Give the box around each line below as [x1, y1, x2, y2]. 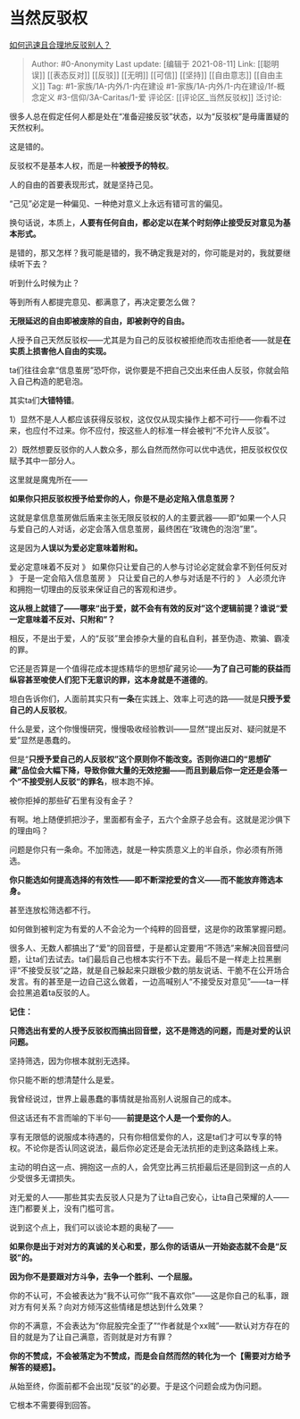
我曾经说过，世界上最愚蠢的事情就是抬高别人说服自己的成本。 [9, 1093, 237, 1104]
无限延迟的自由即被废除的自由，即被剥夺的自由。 [9, 315, 189, 326]
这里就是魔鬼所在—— [9, 474, 87, 485]
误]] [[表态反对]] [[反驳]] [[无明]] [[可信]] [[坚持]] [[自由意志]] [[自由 [30, 69, 276, 80]
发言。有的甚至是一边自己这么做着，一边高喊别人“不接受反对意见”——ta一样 [9, 976, 289, 986]
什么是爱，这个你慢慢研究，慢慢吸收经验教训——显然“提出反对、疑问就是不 [9, 723, 287, 734]
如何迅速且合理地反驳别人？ [9, 39, 112, 50]
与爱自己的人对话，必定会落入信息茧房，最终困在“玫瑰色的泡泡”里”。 [9, 523, 262, 534]
